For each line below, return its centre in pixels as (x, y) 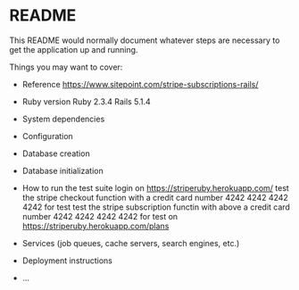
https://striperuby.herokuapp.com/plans (96, 226)
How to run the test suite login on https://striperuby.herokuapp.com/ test (156, 187)
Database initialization (63, 170)
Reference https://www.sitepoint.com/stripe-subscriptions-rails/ (140, 84)
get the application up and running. (74, 49)
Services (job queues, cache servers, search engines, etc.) (131, 243)
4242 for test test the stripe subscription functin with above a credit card (156, 207)
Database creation (56, 153)
